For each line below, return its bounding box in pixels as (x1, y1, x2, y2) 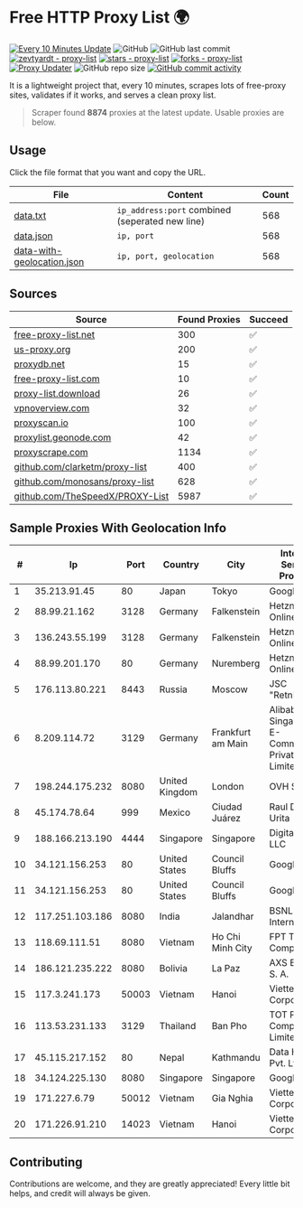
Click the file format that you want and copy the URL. (9, 166, 206, 177)
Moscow (211, 683, 248, 696)
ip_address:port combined (116, 203, 232, 216)
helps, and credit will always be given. (9, 1188, 151, 1199)
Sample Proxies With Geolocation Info (9, 520, 227, 536)
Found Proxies (177, 313, 241, 325)
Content (167, 188, 204, 201)
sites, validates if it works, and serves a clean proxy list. (9, 89, 216, 100)
